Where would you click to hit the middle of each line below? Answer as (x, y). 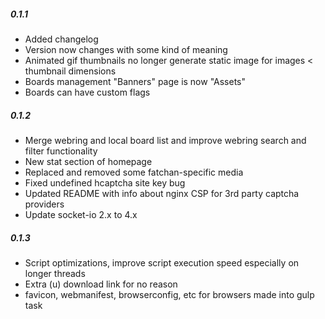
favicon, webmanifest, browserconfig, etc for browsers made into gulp (169, 294)
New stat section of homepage (88, 161)
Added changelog (61, 39)
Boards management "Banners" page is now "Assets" (135, 81)
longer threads (55, 273)
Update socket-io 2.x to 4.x (81, 214)
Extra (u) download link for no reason (101, 284)
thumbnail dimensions (70, 71)
